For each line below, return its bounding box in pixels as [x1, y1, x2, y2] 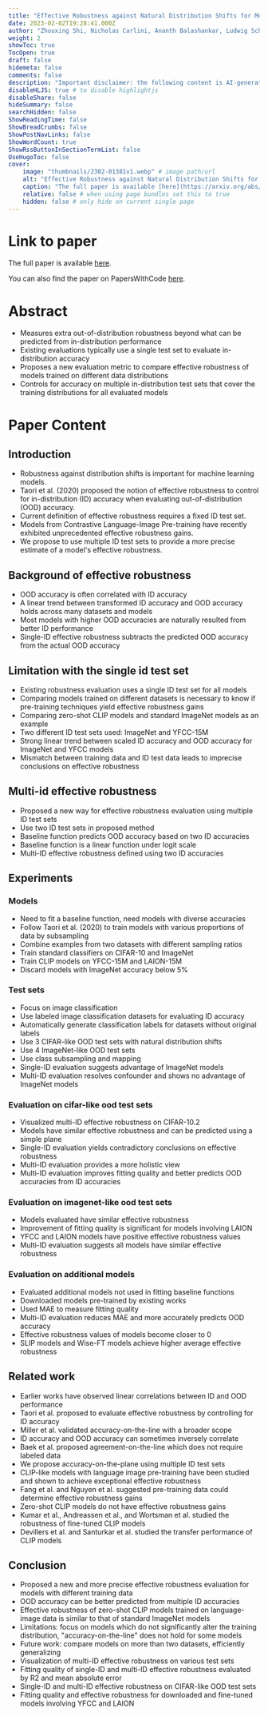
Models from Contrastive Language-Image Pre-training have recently [19, 520, 247, 529]
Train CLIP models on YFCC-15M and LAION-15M [19, 956, 182, 966]
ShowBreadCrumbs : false [8, 123, 88, 131]
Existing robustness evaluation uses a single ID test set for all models [19, 685, 247, 694]
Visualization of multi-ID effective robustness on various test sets [19, 1656, 235, 1666]
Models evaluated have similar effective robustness [19, 1215, 189, 1224]
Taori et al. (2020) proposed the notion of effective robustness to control [19, 485, 259, 496]
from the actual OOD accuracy [19, 641, 120, 650]
